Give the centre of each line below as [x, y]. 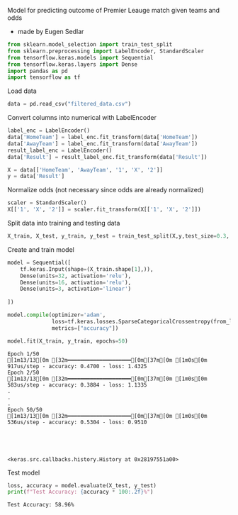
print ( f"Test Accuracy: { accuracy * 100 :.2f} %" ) [80, 492]
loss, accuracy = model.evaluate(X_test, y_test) [82, 485]
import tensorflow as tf [44, 77]
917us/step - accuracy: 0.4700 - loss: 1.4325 [77, 366]
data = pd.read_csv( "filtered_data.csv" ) [69, 104]
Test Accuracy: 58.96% [41, 505]
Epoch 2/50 [23, 372]
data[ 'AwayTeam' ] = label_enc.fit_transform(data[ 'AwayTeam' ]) [103, 144]
